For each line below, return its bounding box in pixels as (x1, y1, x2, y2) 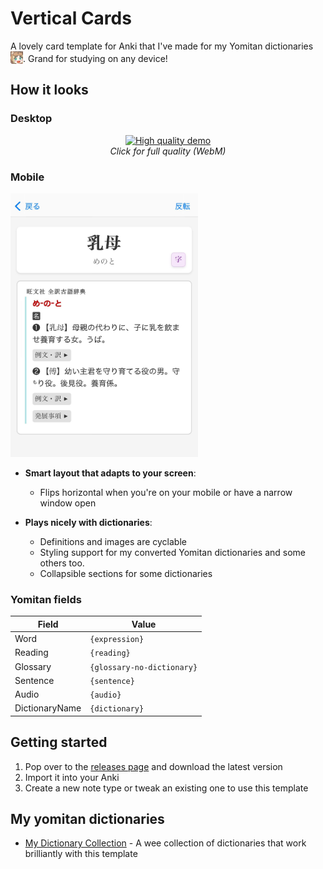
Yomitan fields (10, 592, 82, 606)
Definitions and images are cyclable (39, 536, 187, 548)
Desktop (10, 112, 53, 126)
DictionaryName (14, 702, 82, 714)
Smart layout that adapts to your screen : (24, 467, 197, 479)
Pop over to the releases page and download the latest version (24, 760, 283, 772)
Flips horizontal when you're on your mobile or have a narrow (39, 487, 293, 499)
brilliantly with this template (24, 848, 138, 860)
